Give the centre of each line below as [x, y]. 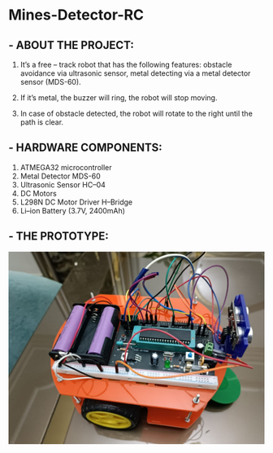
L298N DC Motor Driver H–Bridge [76, 202]
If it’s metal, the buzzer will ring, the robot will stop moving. [119, 98]
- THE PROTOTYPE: [58, 237]
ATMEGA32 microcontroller [66, 167]
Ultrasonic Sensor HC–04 [63, 184]
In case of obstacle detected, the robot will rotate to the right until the [136, 113]
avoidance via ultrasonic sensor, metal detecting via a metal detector [135, 73]
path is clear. [41, 122]
